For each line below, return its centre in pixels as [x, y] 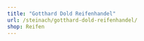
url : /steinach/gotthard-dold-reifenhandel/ [72, 20]
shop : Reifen [26, 26]
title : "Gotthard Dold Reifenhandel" [62, 14]
